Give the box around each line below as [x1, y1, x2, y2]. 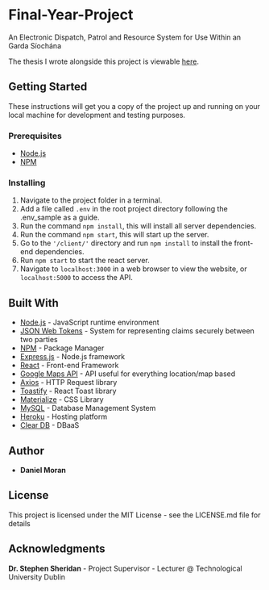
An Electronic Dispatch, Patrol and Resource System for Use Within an [8, 32, 242, 42]
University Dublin [8, 571, 66, 582]
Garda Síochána [8, 40, 62, 50]
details [8, 518, 31, 528]
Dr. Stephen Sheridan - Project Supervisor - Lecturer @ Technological [8, 563, 243, 573]
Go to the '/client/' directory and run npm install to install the [19, 238, 233, 248]
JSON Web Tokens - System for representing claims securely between [19, 326, 255, 336]
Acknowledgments [8, 542, 106, 556]
